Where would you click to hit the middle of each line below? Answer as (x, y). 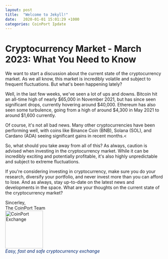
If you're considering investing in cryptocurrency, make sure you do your (80, 171)
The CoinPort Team (25, 208)
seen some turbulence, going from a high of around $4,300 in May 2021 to (82, 110)
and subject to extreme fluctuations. (43, 162)
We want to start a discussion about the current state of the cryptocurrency (83, 74)
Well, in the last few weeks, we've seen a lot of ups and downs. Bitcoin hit (81, 94)
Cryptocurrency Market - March (73, 49)
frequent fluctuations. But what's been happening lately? (64, 84)
